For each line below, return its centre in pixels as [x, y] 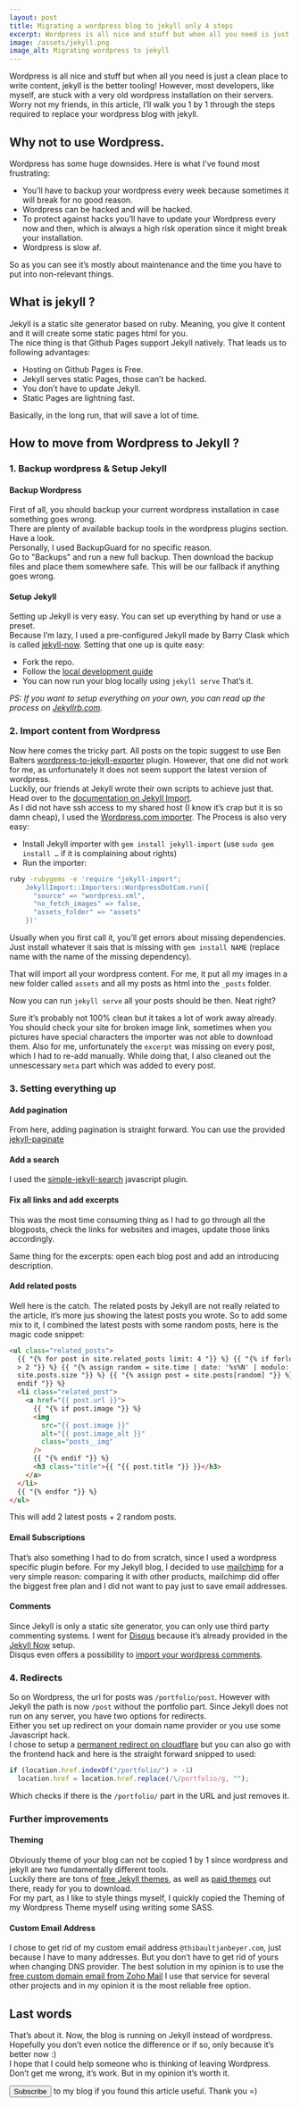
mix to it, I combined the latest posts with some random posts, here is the [144, 1324]
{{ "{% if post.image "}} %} [87, 1408]
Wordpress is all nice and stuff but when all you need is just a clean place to [149, 76]
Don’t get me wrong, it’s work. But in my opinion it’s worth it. [120, 2073]
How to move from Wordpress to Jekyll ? [124, 443]
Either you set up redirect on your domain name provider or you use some [145, 1726]
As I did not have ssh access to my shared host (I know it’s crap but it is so [146, 807]
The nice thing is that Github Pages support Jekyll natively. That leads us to [148, 342]
